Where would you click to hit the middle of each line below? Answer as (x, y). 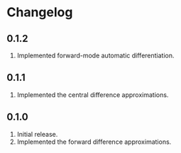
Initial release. (37, 134)
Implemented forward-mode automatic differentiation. (95, 55)
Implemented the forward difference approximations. (94, 142)
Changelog (40, 12)
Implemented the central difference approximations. (93, 95)
